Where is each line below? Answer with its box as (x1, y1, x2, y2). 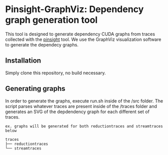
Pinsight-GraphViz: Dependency (5, 4, 144, 15)
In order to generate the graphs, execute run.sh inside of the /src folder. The (5, 97, 163, 104)
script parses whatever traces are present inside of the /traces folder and (5, 103, 157, 109)
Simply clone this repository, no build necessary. (5, 70, 106, 76)
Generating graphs (5, 84, 65, 93)
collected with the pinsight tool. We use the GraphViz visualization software (5, 36, 161, 42)
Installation (5, 57, 41, 65)
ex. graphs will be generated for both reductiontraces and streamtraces (5, 124, 163, 129)
